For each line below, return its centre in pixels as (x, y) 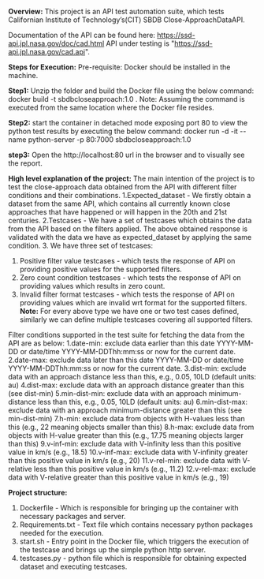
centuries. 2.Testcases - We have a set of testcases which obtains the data (130, 220)
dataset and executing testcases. (73, 566)
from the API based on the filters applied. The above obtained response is (128, 229)
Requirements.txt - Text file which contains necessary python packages (136, 525)
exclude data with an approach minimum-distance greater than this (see (125, 410)
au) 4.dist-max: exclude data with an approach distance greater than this (126, 385)
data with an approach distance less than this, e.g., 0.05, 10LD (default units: (132, 377)
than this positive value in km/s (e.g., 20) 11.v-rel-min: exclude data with (125, 460)
